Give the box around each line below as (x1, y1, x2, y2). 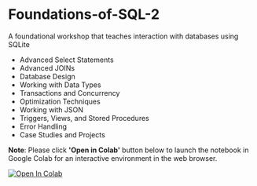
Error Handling (19, 122, 68, 131)
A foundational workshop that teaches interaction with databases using (8, 31, 239, 41)
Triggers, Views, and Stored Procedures (19, 113, 149, 122)
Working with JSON (19, 104, 84, 115)
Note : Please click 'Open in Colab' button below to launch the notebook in (8, 145, 249, 155)
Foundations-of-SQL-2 (8, 5, 160, 24)
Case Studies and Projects (19, 129, 106, 139)
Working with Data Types (19, 80, 101, 89)
